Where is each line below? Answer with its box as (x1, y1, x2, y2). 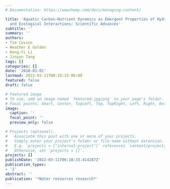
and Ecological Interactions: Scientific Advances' (10, 21, 121, 26)
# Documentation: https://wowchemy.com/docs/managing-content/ (5, 7, 142, 13)
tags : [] (5, 59, 24, 64)
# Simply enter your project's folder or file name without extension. (5, 138, 164, 143)
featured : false (5, 78, 39, 83)
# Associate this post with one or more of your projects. (5, 134, 137, 139)
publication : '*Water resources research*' (5, 176, 99, 181)
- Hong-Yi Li (5, 49, 33, 55)
